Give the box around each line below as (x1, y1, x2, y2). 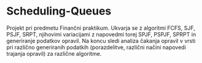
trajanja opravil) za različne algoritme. (6, 50, 102, 57)
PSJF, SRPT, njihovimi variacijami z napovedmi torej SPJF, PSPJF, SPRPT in (6, 30, 196, 38)
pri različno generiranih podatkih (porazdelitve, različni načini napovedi (6, 44, 186, 51)
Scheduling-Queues (6, 4, 112, 18)
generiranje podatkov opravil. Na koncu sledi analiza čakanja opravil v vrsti (6, 37, 196, 44)
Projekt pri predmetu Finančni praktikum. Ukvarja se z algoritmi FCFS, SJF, (6, 24, 195, 31)
